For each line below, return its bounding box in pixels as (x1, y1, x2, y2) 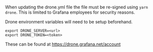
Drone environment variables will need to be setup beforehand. (5, 19, 133, 25)
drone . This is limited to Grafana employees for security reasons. (5, 9, 135, 15)
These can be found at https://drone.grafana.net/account (5, 41, 121, 47)
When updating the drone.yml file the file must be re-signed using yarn (5, 4, 149, 10)
